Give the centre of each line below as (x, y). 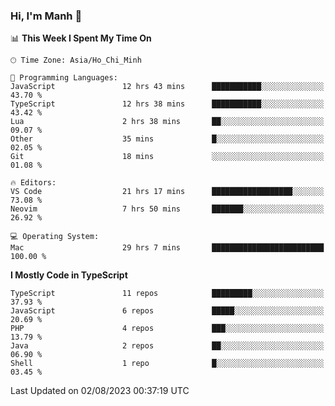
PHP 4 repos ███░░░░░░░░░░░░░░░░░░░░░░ (167, 329)
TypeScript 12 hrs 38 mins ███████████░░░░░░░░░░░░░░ (167, 104)
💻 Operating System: (55, 237)
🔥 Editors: (33, 183)
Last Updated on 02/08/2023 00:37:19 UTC (100, 391)
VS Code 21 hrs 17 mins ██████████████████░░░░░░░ (167, 192)
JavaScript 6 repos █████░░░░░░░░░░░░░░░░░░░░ (167, 311)
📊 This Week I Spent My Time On (81, 38)
